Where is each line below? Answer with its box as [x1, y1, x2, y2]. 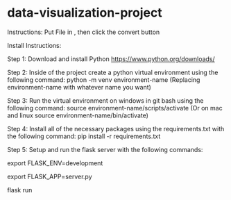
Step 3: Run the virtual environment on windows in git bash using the [7, 96, 204, 105]
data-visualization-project [7, 5, 162, 21]
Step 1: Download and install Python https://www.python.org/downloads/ [7, 54, 215, 63]
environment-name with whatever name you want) [7, 83, 151, 91]
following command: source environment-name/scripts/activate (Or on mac [7, 103, 223, 112]
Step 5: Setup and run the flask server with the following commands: [7, 145, 203, 153]
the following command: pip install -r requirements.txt [7, 132, 161, 140]
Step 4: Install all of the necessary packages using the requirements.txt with [7, 124, 225, 133]
